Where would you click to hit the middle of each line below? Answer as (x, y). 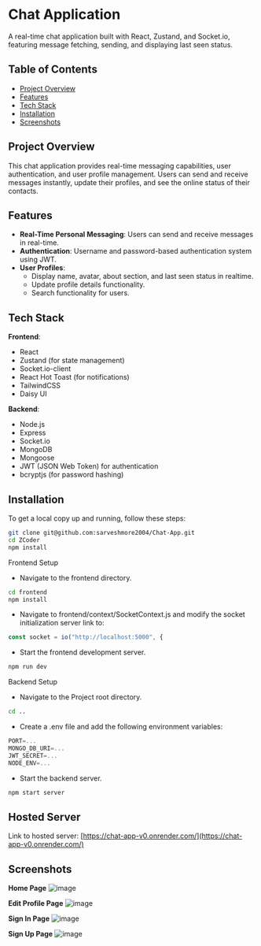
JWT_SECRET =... (33, 755)
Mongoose (37, 458)
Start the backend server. (61, 778)
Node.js (32, 425)
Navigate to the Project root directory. (81, 697)
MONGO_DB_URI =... (37, 748)
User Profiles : (42, 268)
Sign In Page (29, 918)
